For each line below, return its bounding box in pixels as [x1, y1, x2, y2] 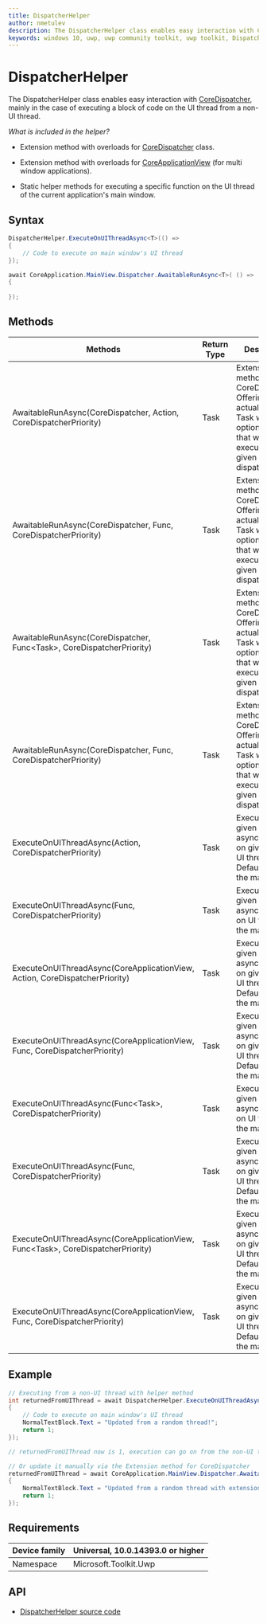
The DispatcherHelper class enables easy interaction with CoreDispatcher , [8, 95, 253, 104]
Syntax [8, 213, 44, 227]
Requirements [8, 1521, 79, 1535]
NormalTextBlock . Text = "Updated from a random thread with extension [22, 1485, 261, 1493]
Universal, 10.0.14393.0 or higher [72, 1544, 205, 1556]
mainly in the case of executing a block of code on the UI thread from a [8, 103, 242, 112]
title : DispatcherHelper [8, 11, 91, 20]
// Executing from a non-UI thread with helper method [8, 1389, 194, 1397]
